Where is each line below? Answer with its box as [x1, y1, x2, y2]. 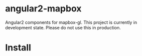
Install [5, 42, 31, 54]
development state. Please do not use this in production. [5, 24, 121, 30]
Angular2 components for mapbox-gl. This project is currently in [5, 19, 137, 25]
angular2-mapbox [5, 3, 82, 14]
